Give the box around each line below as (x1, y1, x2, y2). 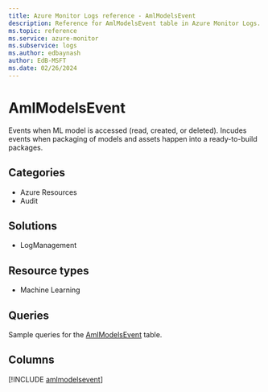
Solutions (8, 219, 58, 233)
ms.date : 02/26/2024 (8, 64, 78, 72)
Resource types (8, 263, 89, 278)
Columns (8, 353, 55, 367)
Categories (8, 166, 66, 179)
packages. (8, 142, 43, 152)
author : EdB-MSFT (8, 57, 67, 65)
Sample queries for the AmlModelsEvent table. (8, 329, 163, 339)
